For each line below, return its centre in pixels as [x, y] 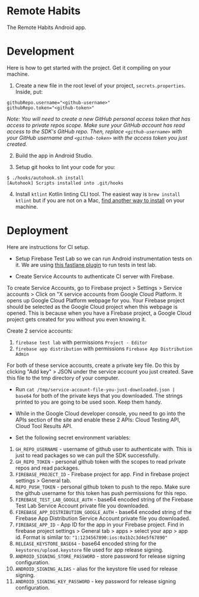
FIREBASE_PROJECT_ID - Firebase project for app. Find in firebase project [102, 474]
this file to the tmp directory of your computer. [63, 378]
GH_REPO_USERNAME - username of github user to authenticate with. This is [103, 449]
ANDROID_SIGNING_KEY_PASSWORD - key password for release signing [96, 581]
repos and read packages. [47, 468]
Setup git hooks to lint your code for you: [65, 167]
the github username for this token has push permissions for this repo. [101, 493]
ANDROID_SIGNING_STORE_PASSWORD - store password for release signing [100, 556]
